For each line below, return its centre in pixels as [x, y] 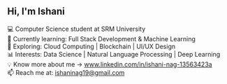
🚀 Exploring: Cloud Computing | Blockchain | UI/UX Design [91, 46]
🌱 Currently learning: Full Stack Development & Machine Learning [101, 38]
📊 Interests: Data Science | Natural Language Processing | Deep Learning [114, 54]
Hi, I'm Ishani [36, 12]
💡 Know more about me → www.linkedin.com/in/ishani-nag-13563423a [110, 64]
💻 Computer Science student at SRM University [76, 29]
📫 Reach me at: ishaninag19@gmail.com [66, 72]
